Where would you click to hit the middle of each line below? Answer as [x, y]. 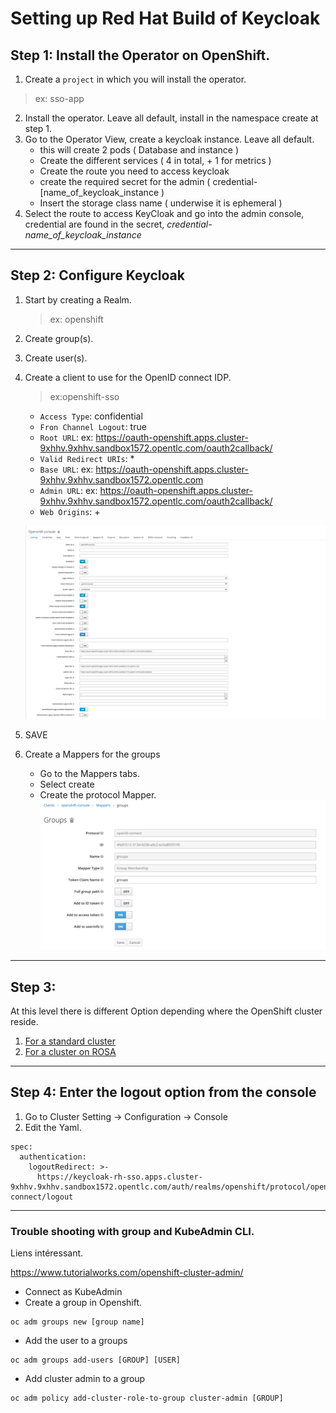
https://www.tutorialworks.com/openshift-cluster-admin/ [127, 1273]
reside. [24, 1022]
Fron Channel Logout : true [93, 426]
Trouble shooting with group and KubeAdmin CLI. [132, 1231]
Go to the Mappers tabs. [90, 774]
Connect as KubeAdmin [73, 1292]
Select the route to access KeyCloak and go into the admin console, [164, 213]
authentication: [53, 1157]
